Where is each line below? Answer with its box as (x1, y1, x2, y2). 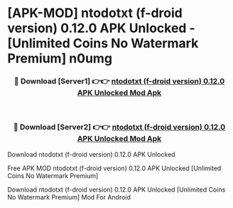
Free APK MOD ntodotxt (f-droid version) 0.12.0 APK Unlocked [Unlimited (7, 164, 222, 172)
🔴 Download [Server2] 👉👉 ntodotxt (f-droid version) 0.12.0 (13, 123, 226, 132)
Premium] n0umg (7, 51, 112, 67)
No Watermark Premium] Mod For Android (7, 192, 131, 201)
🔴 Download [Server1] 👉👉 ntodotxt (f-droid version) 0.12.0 (13, 76, 225, 86)
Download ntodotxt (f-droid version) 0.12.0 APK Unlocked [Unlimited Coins (7, 185, 226, 194)
